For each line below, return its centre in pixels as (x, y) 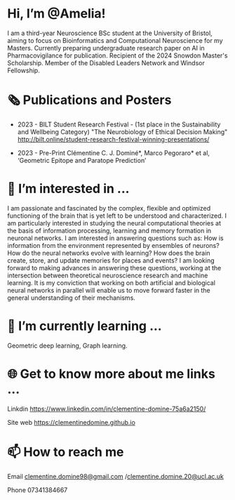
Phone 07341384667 (38, 489)
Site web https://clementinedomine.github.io (71, 422)
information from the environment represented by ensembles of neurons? (113, 245)
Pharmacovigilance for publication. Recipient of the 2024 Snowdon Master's (117, 55)
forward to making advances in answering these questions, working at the (114, 268)
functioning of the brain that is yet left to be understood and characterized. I (117, 216)
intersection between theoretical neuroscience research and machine (108, 275)
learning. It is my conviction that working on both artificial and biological (112, 282)
